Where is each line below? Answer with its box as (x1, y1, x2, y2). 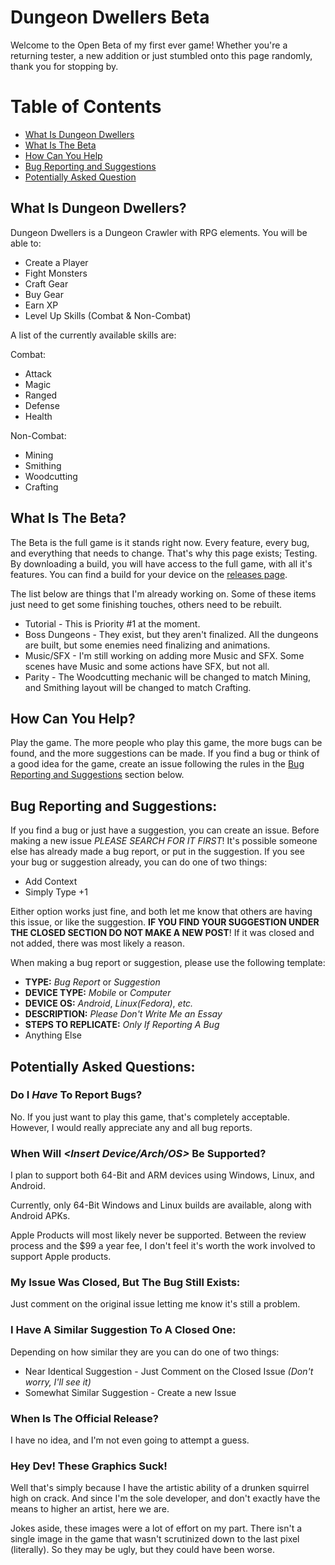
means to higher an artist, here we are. (10, 1503, 170, 1515)
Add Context (24, 876, 78, 888)
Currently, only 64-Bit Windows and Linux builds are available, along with (10, 1199, 312, 1211)
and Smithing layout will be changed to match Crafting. (24, 681, 252, 693)
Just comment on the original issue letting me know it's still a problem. (10, 1298, 301, 1310)
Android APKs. (10, 1210, 71, 1222)
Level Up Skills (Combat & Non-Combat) (24, 309, 192, 321)
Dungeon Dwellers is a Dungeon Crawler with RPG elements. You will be (10, 226, 308, 238)
